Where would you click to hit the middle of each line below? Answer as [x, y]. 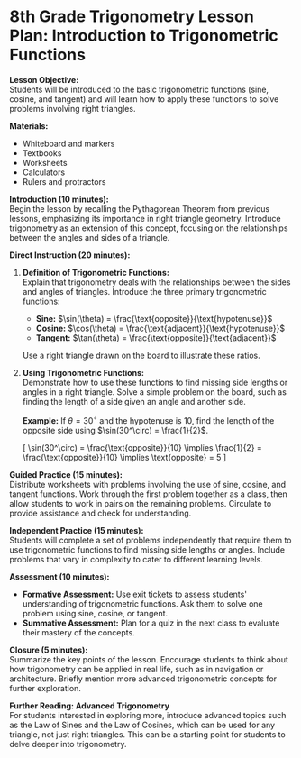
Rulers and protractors [64, 181]
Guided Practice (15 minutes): [66, 474]
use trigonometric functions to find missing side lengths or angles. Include [147, 549]
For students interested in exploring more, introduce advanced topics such [148, 715]
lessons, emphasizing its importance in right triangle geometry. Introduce [145, 218]
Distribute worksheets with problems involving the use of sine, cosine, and [148, 484]
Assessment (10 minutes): [59, 576]
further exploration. [45, 688]
